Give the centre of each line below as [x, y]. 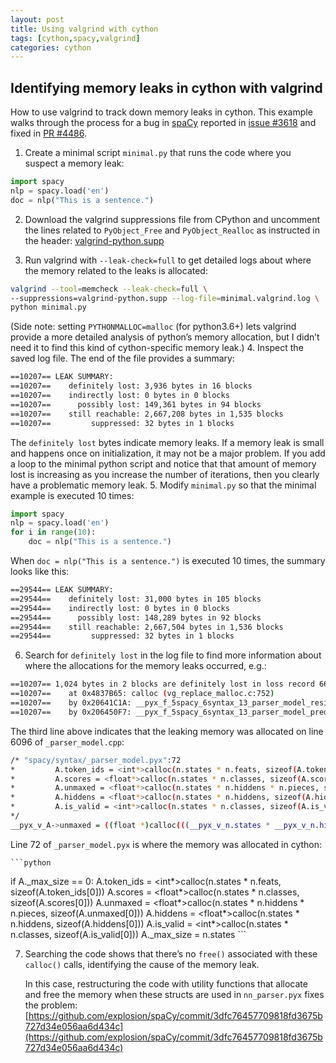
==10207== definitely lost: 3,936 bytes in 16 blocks [131, 386]
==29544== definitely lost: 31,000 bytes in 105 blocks [136, 599]
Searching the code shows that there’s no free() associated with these [171, 953]
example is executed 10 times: [72, 495]
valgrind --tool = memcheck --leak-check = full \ [109, 289]
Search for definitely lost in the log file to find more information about [173, 655]
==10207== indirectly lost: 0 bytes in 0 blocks [120, 396]
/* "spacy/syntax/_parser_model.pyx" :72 [96, 760]
